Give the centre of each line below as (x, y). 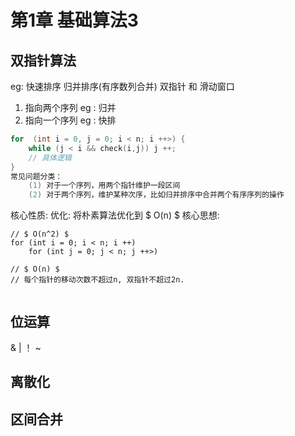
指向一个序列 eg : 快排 (70, 120)
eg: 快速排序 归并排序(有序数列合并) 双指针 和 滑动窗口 (122, 86)
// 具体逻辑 (50, 157)
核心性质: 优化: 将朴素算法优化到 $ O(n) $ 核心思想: (115, 215)
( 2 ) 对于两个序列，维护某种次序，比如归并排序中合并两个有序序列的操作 (156, 195)
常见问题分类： (36, 176)
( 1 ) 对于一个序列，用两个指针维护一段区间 (104, 186)
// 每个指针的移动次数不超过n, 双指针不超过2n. (97, 280)
